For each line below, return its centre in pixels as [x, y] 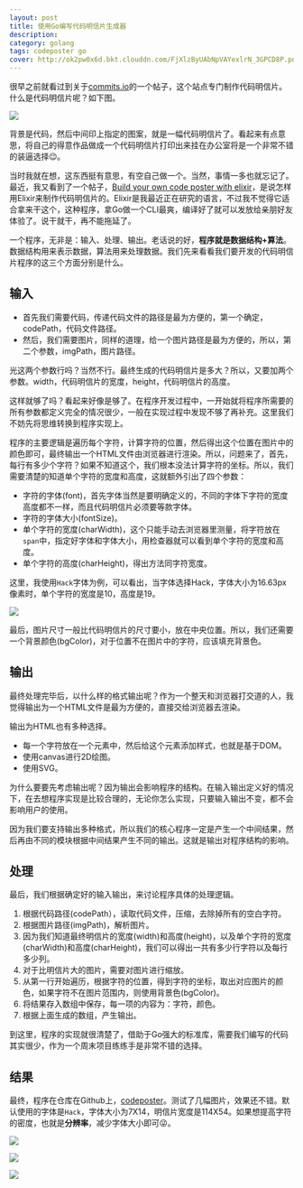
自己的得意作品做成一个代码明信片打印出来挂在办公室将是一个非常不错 [163, 145]
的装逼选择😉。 [37, 156]
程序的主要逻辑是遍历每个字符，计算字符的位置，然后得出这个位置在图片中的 [151, 442]
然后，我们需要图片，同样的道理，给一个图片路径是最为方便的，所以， [153, 339]
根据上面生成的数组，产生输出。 [82, 1016]
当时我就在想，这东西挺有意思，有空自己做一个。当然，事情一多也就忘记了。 [151, 176]
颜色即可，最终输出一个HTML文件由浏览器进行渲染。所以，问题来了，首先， [151, 453]
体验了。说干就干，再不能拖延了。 [73, 221]
